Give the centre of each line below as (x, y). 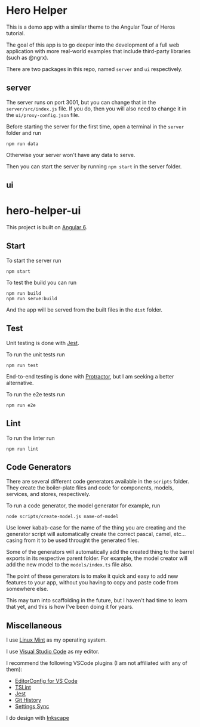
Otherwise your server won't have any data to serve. (71, 155)
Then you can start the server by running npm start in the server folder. (94, 166)
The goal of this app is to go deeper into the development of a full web (93, 45)
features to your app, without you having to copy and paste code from (92, 583)
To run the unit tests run (36, 354)
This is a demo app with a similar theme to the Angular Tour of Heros (91, 27)
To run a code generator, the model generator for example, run (83, 506)
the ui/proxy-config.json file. (43, 115)
